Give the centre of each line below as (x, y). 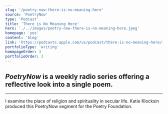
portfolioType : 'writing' (32, 47)
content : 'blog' (22, 38)
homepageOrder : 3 (23, 51)
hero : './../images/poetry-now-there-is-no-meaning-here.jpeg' (72, 28)
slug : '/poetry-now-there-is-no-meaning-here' (54, 10)
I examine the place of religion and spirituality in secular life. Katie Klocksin (82, 101)
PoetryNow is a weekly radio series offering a (77, 76)
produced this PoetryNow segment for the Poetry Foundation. (69, 106)
